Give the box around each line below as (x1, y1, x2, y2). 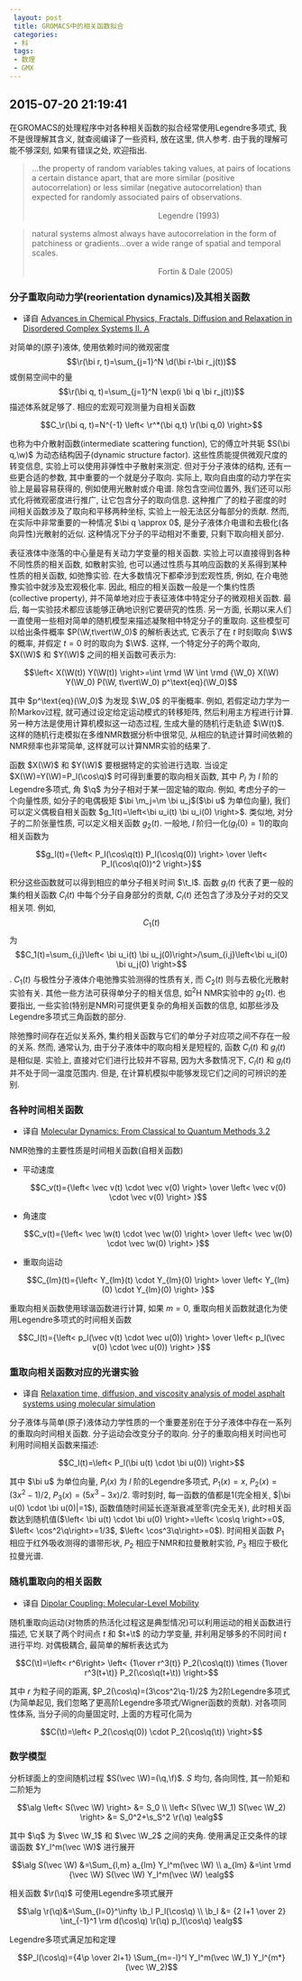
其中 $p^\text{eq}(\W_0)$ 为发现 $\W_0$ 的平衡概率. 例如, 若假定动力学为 (9, 695, 282, 706)
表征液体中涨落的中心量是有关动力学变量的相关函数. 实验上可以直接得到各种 (9, 547, 290, 558)
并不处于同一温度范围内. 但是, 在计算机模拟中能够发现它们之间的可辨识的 (9, 1067, 279, 1078)
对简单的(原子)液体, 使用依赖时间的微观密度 (9, 341, 170, 352)
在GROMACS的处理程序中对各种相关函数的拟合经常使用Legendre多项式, (9, 122, 278, 133)
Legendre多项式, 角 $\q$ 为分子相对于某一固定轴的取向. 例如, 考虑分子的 (9, 783, 279, 794)
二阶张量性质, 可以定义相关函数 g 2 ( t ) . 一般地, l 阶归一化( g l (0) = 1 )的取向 (24, 818, 288, 830)
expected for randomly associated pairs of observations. (31, 191, 243, 202)
